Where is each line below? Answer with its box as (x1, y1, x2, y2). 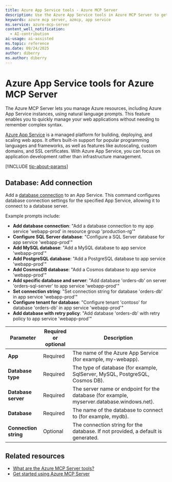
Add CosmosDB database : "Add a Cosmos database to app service (12, 267, 156, 273)
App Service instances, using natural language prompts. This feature (5, 111, 150, 117)
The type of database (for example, (72, 364, 158, 372)
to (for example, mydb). (72, 413, 129, 420)
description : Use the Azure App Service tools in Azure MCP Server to (5, 12, 159, 17)
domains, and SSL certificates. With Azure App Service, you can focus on (5, 148, 161, 154)
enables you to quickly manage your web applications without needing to (5, 116, 160, 122)
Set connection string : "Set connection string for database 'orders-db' (12, 288, 163, 294)
